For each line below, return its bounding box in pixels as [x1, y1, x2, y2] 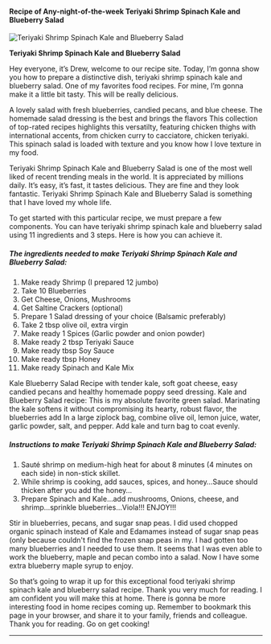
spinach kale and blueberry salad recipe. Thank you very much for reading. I [9, 585, 262, 595]
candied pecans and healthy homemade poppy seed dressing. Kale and [9, 387, 248, 397]
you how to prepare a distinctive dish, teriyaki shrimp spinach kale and [9, 72, 243, 82]
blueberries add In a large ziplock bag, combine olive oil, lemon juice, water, [9, 412, 261, 422]
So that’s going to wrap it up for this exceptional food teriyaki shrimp [9, 576, 236, 586]
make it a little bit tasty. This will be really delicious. [9, 89, 179, 100]
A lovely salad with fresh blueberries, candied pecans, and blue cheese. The [9, 105, 263, 115]
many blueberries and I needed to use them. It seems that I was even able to [9, 544, 262, 554]
